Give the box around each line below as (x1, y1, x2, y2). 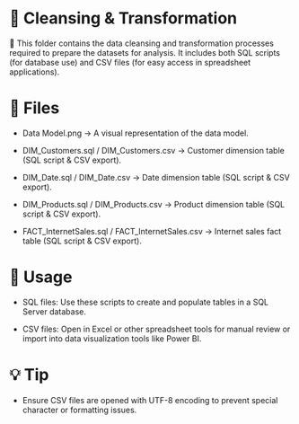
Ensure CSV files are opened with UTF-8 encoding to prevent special (22, 394, 278, 405)
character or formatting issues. (22, 404, 137, 415)
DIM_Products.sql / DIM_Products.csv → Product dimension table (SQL (22, 199, 286, 209)
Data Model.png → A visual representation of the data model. (22, 128, 249, 138)
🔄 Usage (9, 267, 73, 287)
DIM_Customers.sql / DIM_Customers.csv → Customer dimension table (22, 145, 285, 155)
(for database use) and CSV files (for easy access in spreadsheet (9, 57, 251, 67)
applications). (9, 66, 60, 77)
